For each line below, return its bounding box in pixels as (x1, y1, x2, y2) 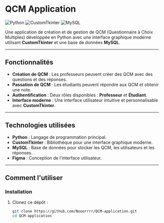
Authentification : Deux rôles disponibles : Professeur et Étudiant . (12, 92, 147, 98)
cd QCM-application (12, 214, 52, 219)
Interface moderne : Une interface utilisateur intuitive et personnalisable (12, 97, 158, 103)
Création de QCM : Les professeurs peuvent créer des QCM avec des (12, 71, 153, 77)
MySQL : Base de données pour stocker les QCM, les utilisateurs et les (12, 144, 155, 150)
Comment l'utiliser (5, 174, 63, 182)
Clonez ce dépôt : (12, 200, 48, 205)
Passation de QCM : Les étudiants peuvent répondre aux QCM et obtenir (12, 82, 159, 88)
